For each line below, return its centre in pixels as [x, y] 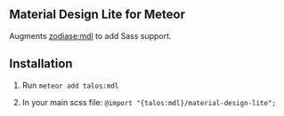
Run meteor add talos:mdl [70, 85]
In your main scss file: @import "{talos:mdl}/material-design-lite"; [149, 102]
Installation [41, 64]
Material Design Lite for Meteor [97, 15]
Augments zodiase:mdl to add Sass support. [90, 35]
